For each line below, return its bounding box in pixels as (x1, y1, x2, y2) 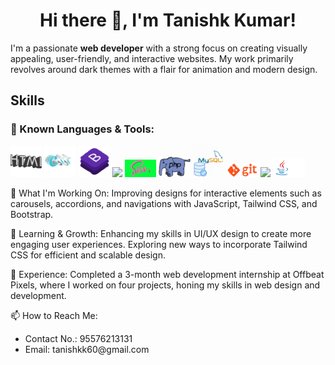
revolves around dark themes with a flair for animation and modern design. (10, 63, 318, 75)
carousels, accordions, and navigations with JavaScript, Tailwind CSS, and (10, 198, 318, 210)
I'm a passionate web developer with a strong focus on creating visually (10, 42, 308, 54)
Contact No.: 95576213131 (24, 333, 133, 345)
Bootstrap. (10, 209, 54, 221)
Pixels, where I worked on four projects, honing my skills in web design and (10, 279, 321, 291)
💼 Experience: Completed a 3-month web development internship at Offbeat (10, 269, 325, 281)
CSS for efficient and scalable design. (10, 249, 166, 261)
